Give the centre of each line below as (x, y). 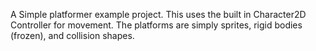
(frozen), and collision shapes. (72, 35)
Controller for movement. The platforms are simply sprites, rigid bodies (156, 25)
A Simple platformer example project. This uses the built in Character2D (158, 14)
